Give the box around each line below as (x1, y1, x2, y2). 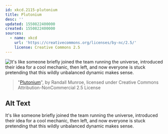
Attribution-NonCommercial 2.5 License (17, 84, 101, 91)
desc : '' (5, 17, 24, 22)
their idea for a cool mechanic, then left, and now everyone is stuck (5, 118, 146, 124)
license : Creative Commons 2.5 (14, 45, 80, 50)
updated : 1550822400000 (5, 21, 56, 27)
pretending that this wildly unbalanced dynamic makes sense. (5, 123, 134, 129)
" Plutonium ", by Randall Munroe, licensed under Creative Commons (17, 79, 159, 85)
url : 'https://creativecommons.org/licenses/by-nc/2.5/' (14, 40, 137, 45)
